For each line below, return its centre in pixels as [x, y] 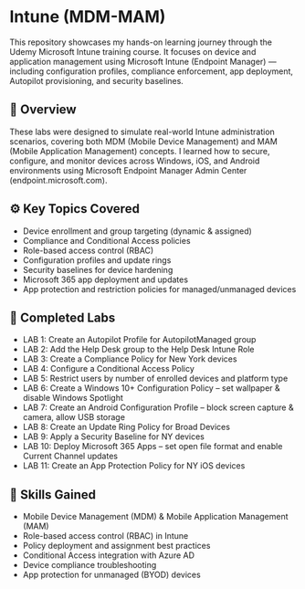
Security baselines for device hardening [98, 269]
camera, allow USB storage [74, 417]
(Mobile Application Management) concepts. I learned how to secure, [140, 151]
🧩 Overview [43, 110]
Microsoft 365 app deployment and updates [105, 279]
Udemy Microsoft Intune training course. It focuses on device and [133, 51]
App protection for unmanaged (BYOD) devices [111, 575]
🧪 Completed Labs [63, 317]
